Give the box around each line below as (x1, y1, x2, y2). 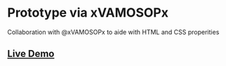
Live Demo (7, 48, 55, 60)
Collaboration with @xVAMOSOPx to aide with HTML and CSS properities (7, 28, 220, 36)
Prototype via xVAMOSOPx (7, 5, 168, 21)
